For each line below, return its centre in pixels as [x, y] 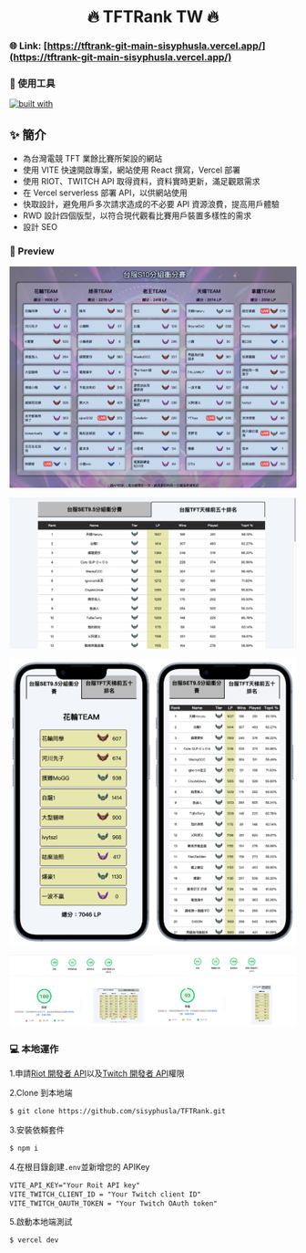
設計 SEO [40, 227]
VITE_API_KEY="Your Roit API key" [75, 1185]
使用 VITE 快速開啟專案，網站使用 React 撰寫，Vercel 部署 [132, 170]
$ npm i [24, 1148]
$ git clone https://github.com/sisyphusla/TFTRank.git [117, 1111]
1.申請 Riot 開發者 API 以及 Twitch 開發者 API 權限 [97, 1073]
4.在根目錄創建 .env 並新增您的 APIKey [80, 1166]
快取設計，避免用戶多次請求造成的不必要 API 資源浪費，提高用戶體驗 [151, 204]
